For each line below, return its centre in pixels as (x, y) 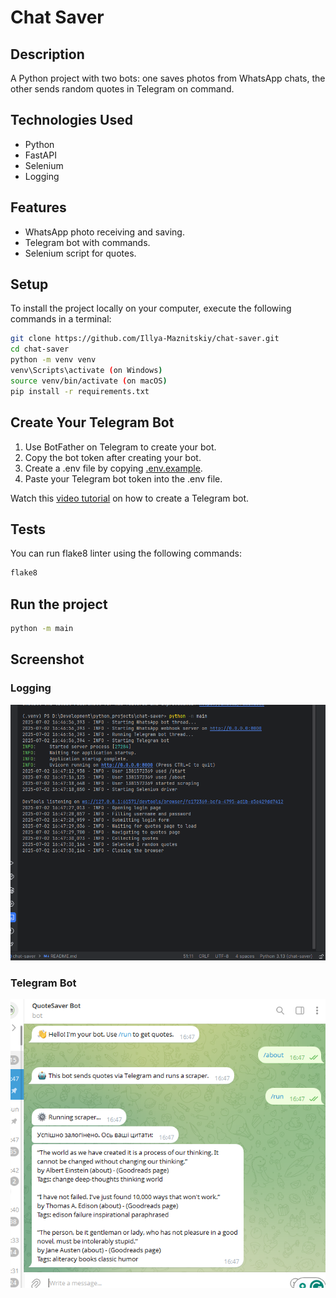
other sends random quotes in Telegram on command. (122, 89)
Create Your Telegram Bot (92, 422)
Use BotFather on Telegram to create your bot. (120, 447)
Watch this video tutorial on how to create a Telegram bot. (130, 498)
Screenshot (47, 659)
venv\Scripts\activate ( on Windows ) (86, 371)
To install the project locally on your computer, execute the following (151, 308)
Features (38, 207)
